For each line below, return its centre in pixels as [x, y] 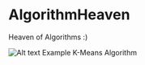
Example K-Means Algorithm [90, 52]
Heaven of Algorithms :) [48, 37]
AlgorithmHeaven [69, 15]
